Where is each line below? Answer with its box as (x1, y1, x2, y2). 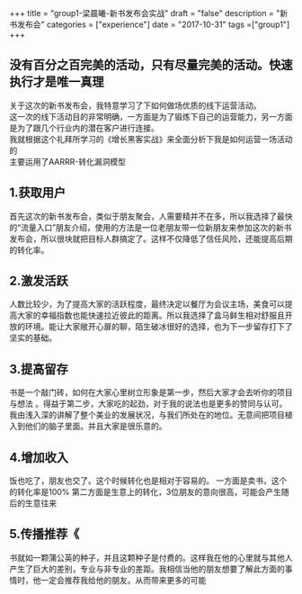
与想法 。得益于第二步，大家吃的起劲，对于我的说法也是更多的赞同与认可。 (9, 399, 288, 409)
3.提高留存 (9, 361, 69, 376)
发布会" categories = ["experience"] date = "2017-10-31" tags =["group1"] (16, 19, 290, 30)
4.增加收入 (9, 449, 69, 465)
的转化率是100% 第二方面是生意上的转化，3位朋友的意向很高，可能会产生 (9, 487, 281, 498)
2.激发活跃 (9, 274, 69, 289)
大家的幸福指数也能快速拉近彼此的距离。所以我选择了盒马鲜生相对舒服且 (16, 310, 285, 321)
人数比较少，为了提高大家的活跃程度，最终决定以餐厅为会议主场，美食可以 (9, 299, 285, 310)
